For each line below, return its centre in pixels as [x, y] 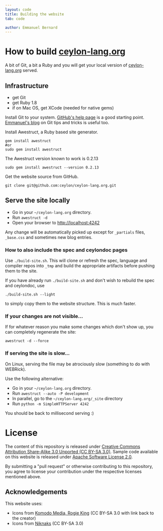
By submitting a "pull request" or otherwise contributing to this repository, [79, 466]
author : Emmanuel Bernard [31, 27]
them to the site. [21, 271]
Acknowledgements [36, 492]
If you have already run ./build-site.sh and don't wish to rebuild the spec [80, 280]
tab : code [15, 19]
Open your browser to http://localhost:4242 [56, 222]
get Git [19, 97]
